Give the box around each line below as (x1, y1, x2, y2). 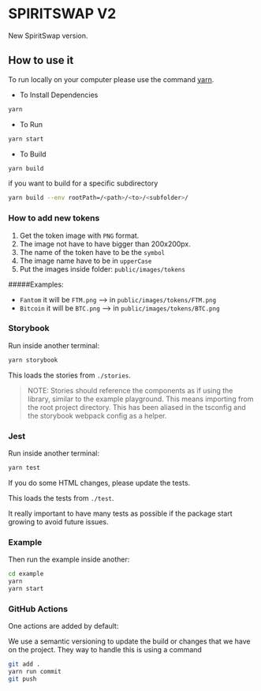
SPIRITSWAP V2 (8, 5, 117, 23)
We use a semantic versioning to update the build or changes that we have (8, 637, 251, 646)
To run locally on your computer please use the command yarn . (8, 74, 214, 84)
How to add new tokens (8, 212, 100, 223)
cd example (8, 570, 44, 578)
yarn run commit (8, 667, 62, 675)
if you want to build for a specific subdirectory (8, 178, 158, 188)
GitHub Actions (8, 603, 69, 614)
